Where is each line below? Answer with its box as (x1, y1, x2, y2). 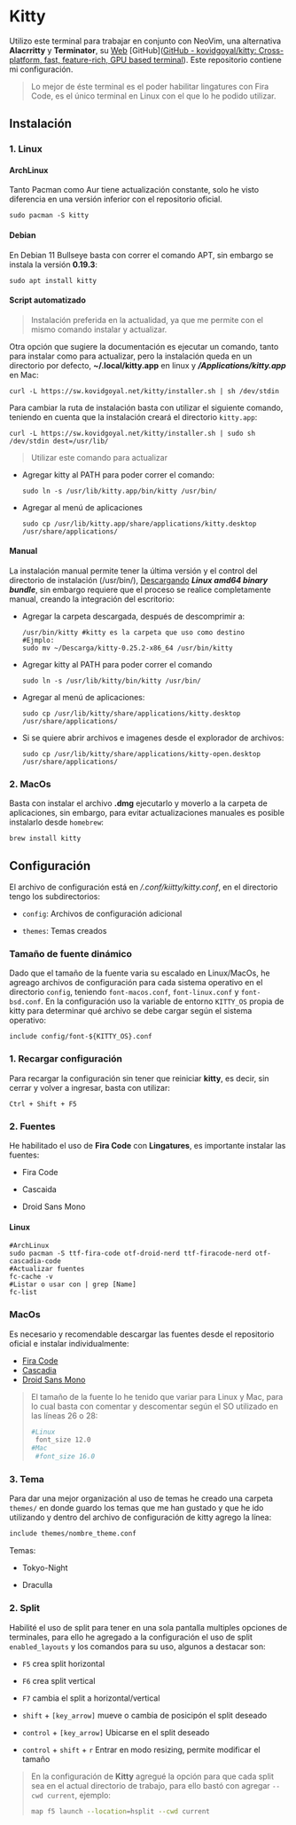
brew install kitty (9, 834, 82, 843)
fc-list (9, 1288, 38, 1297)
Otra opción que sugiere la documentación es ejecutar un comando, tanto (9, 341, 279, 352)
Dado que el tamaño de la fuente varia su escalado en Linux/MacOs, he (9, 968, 270, 978)
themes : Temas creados (21, 926, 107, 936)
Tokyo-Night (21, 1562, 68, 1573)
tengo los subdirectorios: (9, 891, 100, 902)
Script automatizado (9, 295, 87, 305)
